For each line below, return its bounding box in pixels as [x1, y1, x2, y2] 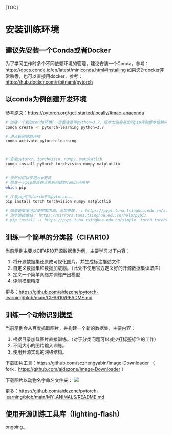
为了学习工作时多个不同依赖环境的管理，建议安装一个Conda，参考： [5, 60, 149, 66]
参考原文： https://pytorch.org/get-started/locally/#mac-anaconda [5, 110, 144, 116]
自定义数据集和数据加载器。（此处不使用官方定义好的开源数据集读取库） [12, 265, 163, 271]
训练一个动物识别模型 [5, 310, 73, 319]
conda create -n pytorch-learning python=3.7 [5, 125, 104, 130]
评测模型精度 [12, 278, 40, 284]
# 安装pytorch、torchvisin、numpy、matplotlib [5, 157, 102, 162]
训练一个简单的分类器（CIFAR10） [5, 233, 114, 242]
